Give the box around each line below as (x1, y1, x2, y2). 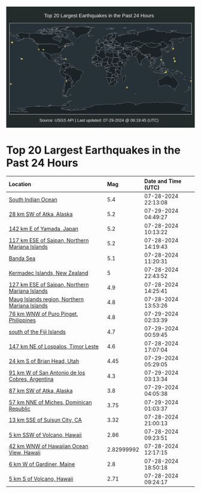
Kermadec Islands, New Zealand (8, 269, 89, 276)
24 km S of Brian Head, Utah (8, 357, 80, 365)
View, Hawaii (8, 449, 41, 456)
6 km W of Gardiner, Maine (8, 461, 75, 468)
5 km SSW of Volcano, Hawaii (8, 431, 82, 438)
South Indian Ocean (8, 196, 58, 203)
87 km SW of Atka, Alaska (8, 387, 73, 394)
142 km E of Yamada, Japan (8, 226, 79, 233)
